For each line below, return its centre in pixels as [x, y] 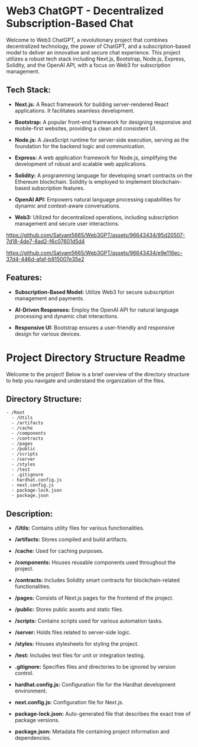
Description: [30, 514]
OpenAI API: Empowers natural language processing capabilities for [98, 199]
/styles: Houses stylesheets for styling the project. [77, 644]
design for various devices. [48, 334]
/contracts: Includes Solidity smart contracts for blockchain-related [97, 580]
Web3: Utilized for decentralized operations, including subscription [97, 217]
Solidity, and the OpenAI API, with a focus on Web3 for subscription [88, 65]
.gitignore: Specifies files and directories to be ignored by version [95, 667]
